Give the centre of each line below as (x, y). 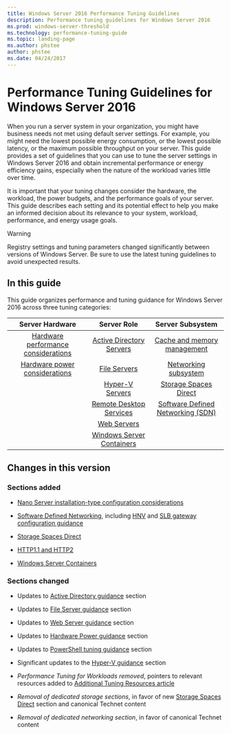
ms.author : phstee (33, 45)
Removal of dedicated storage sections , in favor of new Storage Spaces (119, 697)
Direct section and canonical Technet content (81, 704)
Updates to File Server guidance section (74, 609)
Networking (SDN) (186, 412)
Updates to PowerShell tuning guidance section (85, 649)
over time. (21, 177)
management (186, 349)
